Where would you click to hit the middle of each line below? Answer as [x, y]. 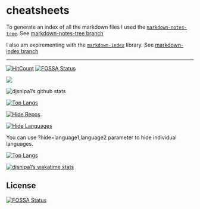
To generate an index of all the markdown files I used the [76, 27]
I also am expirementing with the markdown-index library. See [80, 45]
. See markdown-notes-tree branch [60, 33]
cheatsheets [38, 10]
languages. [20, 143]
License [21, 186]
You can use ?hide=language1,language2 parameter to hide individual [91, 137]
